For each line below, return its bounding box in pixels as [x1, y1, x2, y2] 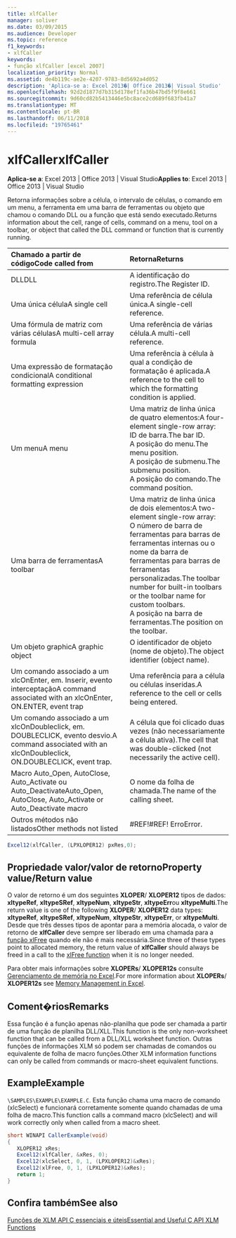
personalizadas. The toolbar [129, 573, 220, 583]
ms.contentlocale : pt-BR [7, 108, 80, 115]
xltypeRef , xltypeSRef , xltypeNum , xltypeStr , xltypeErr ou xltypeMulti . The [7, 899, 228, 907]
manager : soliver [7, 17, 58, 24]
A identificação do [129, 271, 190, 280]
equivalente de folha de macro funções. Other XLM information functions [7, 1049, 217, 1057]
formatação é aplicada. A [129, 366, 211, 376]
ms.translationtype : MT [7, 102, 77, 109]
